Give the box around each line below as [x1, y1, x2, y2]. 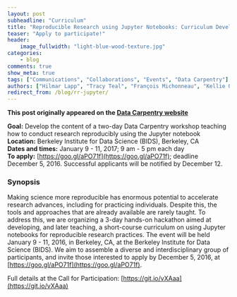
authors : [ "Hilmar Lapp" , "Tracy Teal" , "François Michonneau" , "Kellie [7, 83, 226, 90]
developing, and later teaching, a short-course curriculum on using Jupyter [7, 223, 226, 231]
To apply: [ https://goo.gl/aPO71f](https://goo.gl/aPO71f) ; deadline [7, 152, 199, 161]
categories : [7, 50, 42, 57]
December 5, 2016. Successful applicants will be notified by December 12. [7, 159, 223, 168]
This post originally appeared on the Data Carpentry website [7, 109, 188, 117]
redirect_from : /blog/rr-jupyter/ [7, 89, 109, 96]
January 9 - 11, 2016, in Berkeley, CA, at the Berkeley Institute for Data [7, 238, 210, 247]
